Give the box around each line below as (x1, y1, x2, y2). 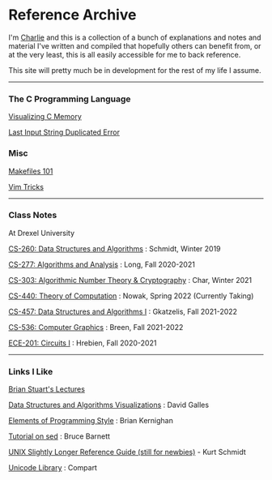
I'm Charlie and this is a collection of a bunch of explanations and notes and (8, 32, 261, 42)
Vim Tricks (8, 182, 45, 191)
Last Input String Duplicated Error (8, 127, 120, 137)
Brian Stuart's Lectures (8, 384, 85, 394)
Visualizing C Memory (8, 112, 83, 122)
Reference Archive (8, 6, 137, 24)
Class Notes (8, 209, 57, 221)
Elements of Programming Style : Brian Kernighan (8, 416, 174, 426)
